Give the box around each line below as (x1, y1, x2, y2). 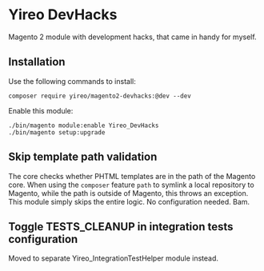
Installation (8, 55, 66, 69)
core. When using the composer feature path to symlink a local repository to (8, 180, 254, 189)
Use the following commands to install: (8, 76, 136, 86)
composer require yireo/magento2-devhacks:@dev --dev (8, 92, 192, 100)
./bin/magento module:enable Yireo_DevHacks (8, 122, 159, 130)
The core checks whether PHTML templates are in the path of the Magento (8, 171, 256, 181)
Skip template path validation (8, 150, 158, 164)
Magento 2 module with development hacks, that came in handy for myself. (8, 32, 258, 42)
